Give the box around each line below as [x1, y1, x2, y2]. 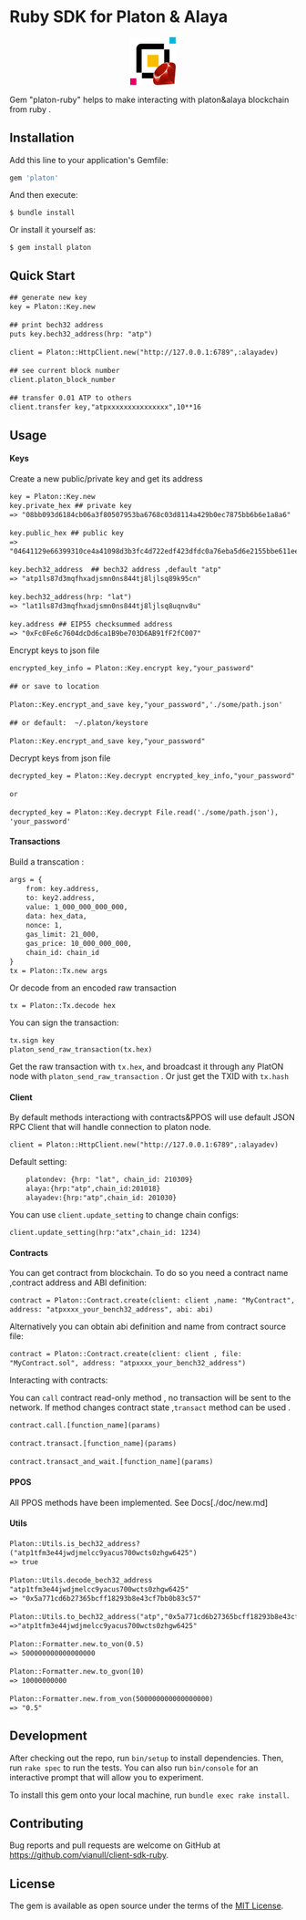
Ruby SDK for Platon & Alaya [9, 6, 229, 27]
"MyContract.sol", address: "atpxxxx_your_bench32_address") [9, 1359, 247, 1368]
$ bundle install [9, 208, 76, 218]
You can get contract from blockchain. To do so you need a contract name [9, 1268, 289, 1279]
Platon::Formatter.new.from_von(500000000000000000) [9, 1694, 214, 1703]
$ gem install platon [9, 244, 92, 253]
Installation [9, 130, 75, 146]
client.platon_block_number [9, 376, 117, 385]
